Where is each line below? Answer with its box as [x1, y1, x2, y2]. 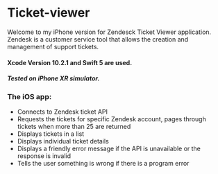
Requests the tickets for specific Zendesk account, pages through [17, 114, 206, 123]
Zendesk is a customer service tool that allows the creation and [7, 35, 189, 43]
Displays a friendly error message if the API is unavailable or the [17, 144, 201, 153]
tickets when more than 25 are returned [17, 122, 131, 130]
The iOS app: [7, 92, 52, 101]
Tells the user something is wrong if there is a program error [17, 159, 190, 167]
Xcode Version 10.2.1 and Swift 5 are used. [7, 58, 133, 67]
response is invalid [17, 151, 72, 160]
